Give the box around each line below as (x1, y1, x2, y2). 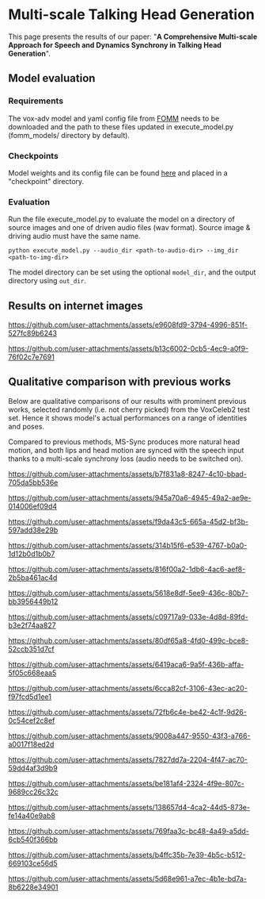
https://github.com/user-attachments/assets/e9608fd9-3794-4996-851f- (8, 320, 248, 330)
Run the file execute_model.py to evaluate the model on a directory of (8, 214, 235, 224)
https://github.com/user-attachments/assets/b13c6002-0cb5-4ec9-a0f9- (8, 344, 249, 354)
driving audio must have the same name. (8, 232, 141, 241)
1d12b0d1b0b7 (8, 549, 55, 559)
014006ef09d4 (8, 501, 58, 511)
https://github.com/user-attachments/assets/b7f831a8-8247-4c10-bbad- (8, 469, 248, 478)
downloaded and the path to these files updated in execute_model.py (8, 121, 234, 132)
